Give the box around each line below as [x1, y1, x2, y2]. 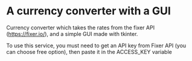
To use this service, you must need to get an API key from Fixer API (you [6, 42, 187, 49]
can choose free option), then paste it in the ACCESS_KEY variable [6, 48, 172, 55]
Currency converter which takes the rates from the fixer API [6, 24, 155, 31]
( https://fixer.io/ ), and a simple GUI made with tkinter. [6, 30, 138, 37]
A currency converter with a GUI [6, 4, 171, 18]
